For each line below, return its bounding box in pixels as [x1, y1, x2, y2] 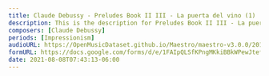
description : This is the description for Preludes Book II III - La [8, 19, 246, 27]
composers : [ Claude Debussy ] [8, 26, 106, 34]
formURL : [8, 48, 38, 56]
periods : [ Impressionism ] [8, 33, 94, 42]
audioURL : [8, 41, 42, 49]
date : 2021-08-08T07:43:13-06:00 [8, 56, 120, 64]
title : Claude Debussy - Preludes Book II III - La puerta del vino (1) [8, 11, 256, 20]
